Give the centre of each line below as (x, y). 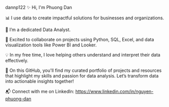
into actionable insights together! (40, 81)
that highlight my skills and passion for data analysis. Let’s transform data (82, 76)
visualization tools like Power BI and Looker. (51, 45)
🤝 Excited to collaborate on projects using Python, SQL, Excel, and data (80, 39)
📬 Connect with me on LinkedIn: (40, 91)
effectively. (17, 60)
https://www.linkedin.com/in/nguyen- (114, 91)
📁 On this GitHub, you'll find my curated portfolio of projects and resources (83, 70)
